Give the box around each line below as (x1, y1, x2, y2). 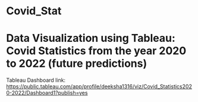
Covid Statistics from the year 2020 (6, 44, 187, 58)
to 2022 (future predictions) (6, 57, 147, 70)
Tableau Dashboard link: (6, 76, 66, 84)
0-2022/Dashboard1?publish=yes (6, 89, 88, 97)
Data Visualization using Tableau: (6, 32, 175, 45)
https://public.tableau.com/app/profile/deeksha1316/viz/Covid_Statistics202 (6, 83, 192, 90)
